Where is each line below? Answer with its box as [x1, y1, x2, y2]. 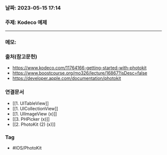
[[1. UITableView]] [12, 100, 49, 106]
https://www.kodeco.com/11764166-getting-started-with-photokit [12, 65, 147, 71]
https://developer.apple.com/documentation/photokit [12, 75, 121, 81]
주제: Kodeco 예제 [5, 19, 47, 26]
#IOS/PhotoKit [12, 145, 42, 151]
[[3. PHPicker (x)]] [12, 116, 50, 122]
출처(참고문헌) [5, 53, 37, 60]
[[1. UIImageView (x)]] [12, 110, 57, 117]
